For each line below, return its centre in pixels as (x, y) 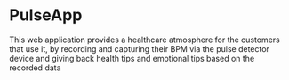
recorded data (35, 68)
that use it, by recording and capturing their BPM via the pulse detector (139, 48)
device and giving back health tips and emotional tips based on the (132, 58)
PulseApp (46, 15)
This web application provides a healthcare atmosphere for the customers (144, 40)
